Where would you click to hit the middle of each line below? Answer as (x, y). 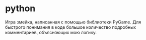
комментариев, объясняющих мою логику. (51, 32)
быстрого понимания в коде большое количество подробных (71, 27)
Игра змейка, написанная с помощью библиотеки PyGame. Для (73, 22)
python (20, 9)
